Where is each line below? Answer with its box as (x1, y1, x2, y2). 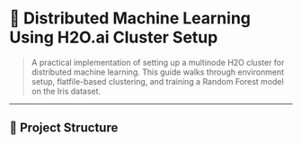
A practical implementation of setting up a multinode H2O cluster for (31, 57, 285, 67)
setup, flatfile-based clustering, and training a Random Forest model (31, 76, 285, 86)
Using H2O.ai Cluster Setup (9, 27, 218, 48)
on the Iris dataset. (31, 85, 102, 96)
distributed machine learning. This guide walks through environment (31, 67, 285, 77)
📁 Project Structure (9, 121, 119, 136)
